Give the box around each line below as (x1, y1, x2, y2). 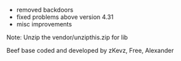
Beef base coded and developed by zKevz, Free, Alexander (6, 47, 174, 54)
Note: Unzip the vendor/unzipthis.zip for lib (6, 33, 128, 41)
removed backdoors (16, 6, 73, 14)
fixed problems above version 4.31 (16, 13, 114, 21)
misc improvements (16, 20, 73, 28)
